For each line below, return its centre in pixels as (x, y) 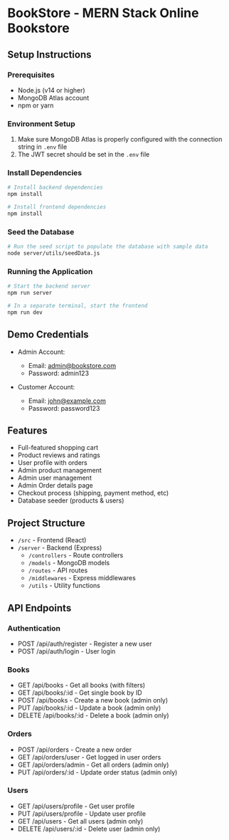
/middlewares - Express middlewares (82, 578)
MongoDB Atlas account (53, 98)
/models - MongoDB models (69, 563)
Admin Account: (41, 352)
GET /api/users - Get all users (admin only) (80, 821)
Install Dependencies (45, 173)
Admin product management (59, 471)
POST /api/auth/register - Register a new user (85, 644)
